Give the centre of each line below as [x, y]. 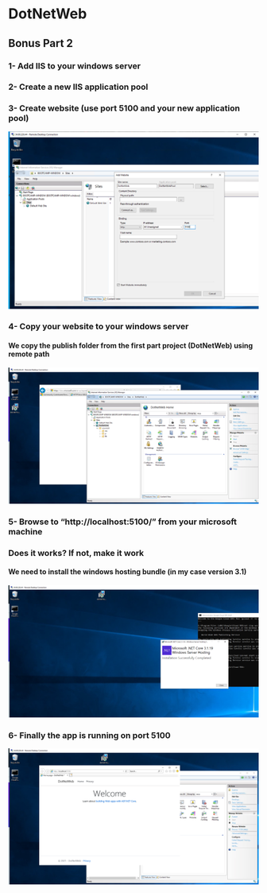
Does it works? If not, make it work [76, 553]
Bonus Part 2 [41, 43]
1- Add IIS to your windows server [75, 66]
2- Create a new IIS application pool [78, 87]
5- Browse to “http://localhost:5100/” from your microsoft [122, 522]
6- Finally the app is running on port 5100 [89, 736]
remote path [29, 354]
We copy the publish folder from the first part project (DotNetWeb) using [131, 346]
